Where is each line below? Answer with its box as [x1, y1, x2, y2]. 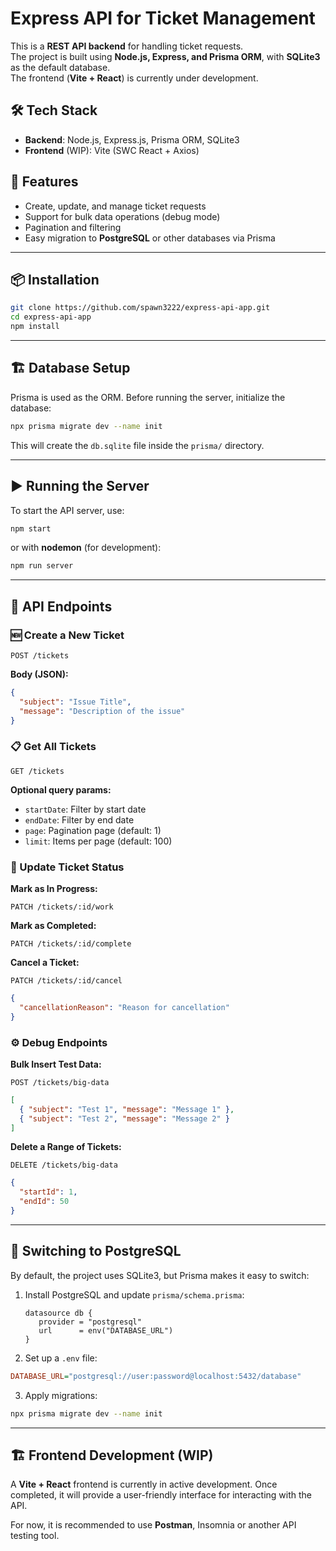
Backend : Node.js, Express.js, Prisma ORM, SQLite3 [24, 133, 240, 146]
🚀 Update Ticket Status [10, 860, 125, 874]
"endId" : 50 [19, 1197, 70, 1207]
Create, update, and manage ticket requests [24, 200, 207, 212]
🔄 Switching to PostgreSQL [10, 1243, 182, 1260]
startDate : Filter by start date [24, 803, 147, 815]
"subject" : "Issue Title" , [19, 697, 132, 707]
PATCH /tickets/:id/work [10, 902, 114, 912]
